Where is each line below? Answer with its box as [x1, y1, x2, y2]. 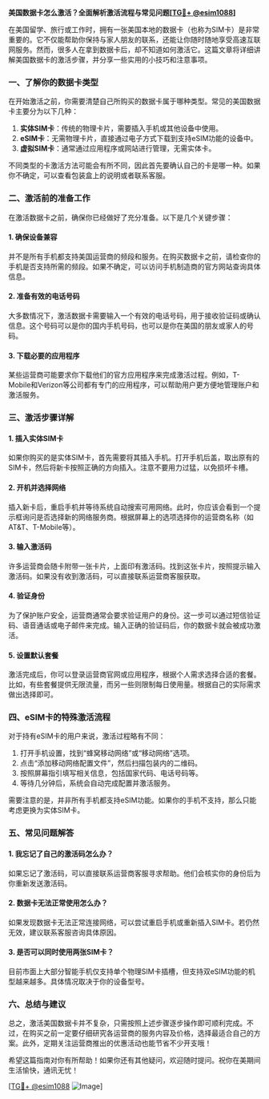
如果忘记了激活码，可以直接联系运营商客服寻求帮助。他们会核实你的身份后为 [8, 868, 261, 878]
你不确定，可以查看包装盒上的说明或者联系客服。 [8, 171, 170, 180]
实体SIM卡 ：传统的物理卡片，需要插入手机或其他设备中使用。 [19, 123, 223, 133]
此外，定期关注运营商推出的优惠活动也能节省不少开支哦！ [22, 1038, 212, 1048]
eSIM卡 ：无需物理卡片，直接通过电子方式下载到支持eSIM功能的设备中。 [19, 134, 258, 143]
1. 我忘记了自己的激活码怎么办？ [8, 849, 114, 859]
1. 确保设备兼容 [8, 232, 58, 242]
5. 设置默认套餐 [8, 650, 58, 660]
